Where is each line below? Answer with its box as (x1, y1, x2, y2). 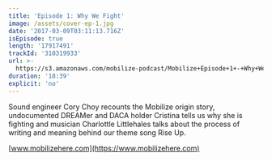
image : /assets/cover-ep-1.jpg (8, 19, 114, 28)
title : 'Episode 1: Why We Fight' (8, 11, 125, 20)
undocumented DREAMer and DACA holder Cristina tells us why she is (8, 110, 243, 120)
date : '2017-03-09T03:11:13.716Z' (8, 27, 125, 35)
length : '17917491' (8, 42, 74, 50)
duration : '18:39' (8, 72, 70, 80)
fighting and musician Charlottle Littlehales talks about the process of (8, 119, 240, 129)
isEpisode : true (8, 34, 63, 43)
